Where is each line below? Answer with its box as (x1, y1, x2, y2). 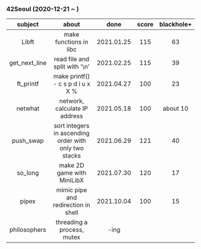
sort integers (53, 122, 90, 130)
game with (56, 169, 87, 177)
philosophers (9, 226, 47, 234)
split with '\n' (53, 62, 90, 71)
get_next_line (9, 59, 47, 67)
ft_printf (17, 80, 39, 88)
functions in (54, 38, 89, 46)
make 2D (59, 161, 85, 169)
